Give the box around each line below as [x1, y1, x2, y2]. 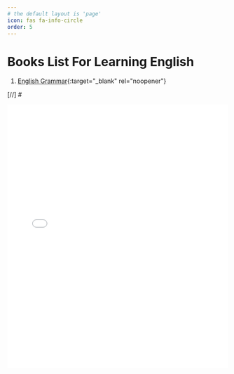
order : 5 [7, 23, 33, 30]
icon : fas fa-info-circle [7, 17, 83, 24]
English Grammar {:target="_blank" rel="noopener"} [17, 77, 167, 85]
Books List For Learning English [7, 53, 195, 70]
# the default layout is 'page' [7, 10, 102, 18]
